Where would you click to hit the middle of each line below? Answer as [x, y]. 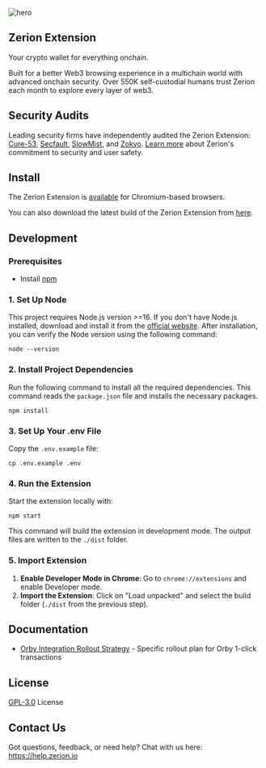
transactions [41, 657]
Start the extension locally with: [61, 501]
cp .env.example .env [45, 464]
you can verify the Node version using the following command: [113, 335]
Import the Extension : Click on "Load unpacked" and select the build [135, 595]
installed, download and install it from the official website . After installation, [133, 326]
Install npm [38, 279]
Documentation [49, 629]
